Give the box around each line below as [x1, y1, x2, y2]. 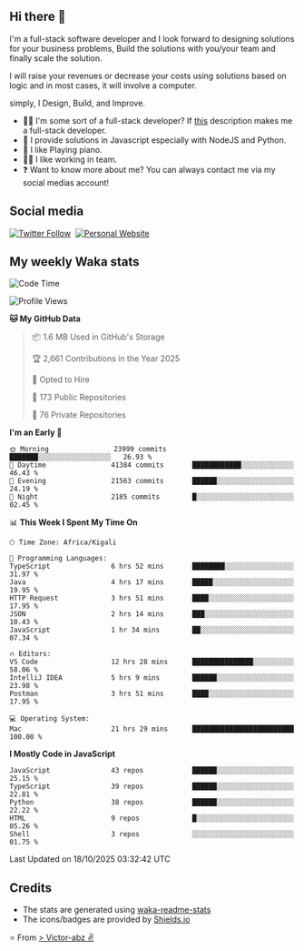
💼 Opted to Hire [31, 374, 91, 385]
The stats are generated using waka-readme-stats [22, 905, 211, 916]
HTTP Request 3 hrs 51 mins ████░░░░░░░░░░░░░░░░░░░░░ [9, 593, 295, 603]
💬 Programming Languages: [9, 554, 107, 563]
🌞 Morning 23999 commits [9, 445, 167, 454]
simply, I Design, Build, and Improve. [9, 97, 145, 108]
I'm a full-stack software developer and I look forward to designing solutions [9, 33, 295, 44]
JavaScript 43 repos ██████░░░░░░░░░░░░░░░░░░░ [9, 766, 295, 775]
